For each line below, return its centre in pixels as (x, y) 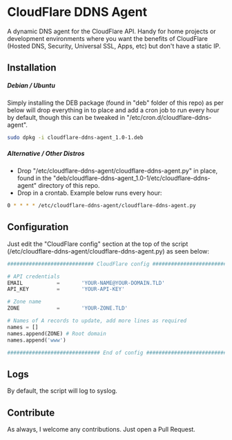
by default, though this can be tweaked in (66, 118)
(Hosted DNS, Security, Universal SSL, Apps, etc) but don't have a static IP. (114, 46)
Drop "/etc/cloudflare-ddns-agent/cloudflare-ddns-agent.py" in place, (117, 171)
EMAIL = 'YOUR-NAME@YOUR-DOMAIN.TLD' (86, 283)
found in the (34, 178)
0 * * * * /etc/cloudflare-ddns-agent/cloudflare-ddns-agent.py (101, 206)
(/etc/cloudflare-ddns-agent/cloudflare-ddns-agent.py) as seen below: (108, 251)
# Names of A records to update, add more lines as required (97, 321)
